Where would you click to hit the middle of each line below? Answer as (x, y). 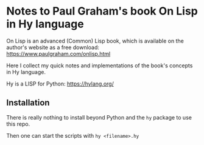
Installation (28, 103)
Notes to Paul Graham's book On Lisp (102, 11)
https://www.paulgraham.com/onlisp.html (58, 53)
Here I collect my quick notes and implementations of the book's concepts (100, 66)
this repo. (18, 124)
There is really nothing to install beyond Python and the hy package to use (99, 117)
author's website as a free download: (53, 47)
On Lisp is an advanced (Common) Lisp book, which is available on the (95, 41)
